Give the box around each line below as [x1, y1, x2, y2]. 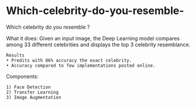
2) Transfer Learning [6, 89, 59, 95]
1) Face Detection [6, 84, 51, 90]
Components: [6, 73, 39, 80]
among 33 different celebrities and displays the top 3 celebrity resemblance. [6, 41, 191, 48]
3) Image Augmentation [6, 94, 61, 100]
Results [6, 52, 25, 58]
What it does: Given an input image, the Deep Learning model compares [6, 35, 180, 42]
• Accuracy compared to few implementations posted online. [6, 63, 156, 69]
